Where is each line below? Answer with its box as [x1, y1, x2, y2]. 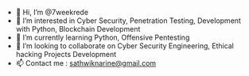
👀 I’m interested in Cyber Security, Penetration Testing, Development [15, 16, 241, 25]
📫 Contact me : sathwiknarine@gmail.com [15, 59, 157, 67]
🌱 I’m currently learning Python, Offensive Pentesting [15, 32, 190, 42]
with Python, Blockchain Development [15, 25, 141, 33]
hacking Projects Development [15, 50, 117, 59]
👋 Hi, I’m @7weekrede [15, 8, 89, 17]
